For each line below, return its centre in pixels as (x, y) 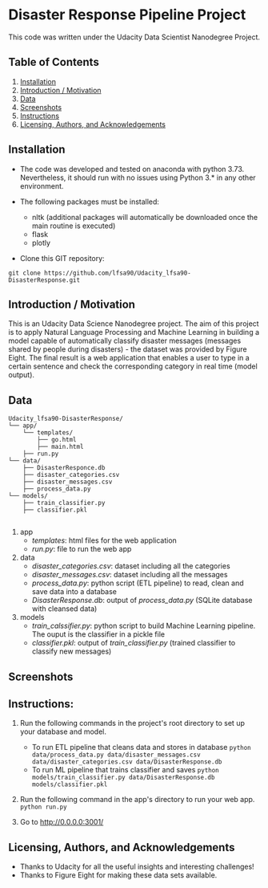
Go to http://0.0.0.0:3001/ (62, 822)
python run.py (43, 807)
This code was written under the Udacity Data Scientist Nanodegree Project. (134, 37)
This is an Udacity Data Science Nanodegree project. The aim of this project (134, 324)
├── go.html (57, 440)
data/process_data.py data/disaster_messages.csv (116, 755)
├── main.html (60, 447)
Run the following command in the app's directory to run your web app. (137, 800)
